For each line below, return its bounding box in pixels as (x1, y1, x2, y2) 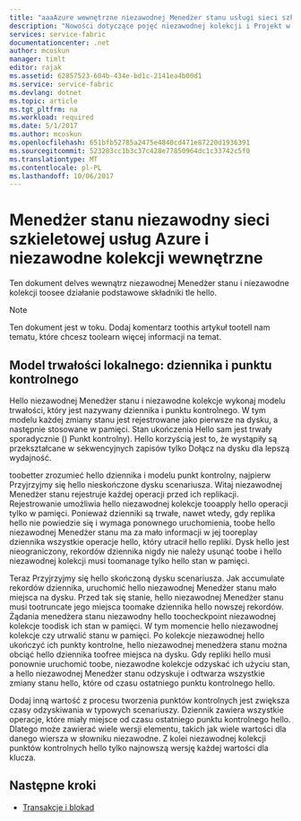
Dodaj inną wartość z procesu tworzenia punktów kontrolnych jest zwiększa (9, 696, 290, 705)
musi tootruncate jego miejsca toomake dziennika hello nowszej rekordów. (9, 601, 284, 612)
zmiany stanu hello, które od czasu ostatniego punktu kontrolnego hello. (9, 678, 276, 688)
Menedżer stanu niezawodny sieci (9, 210, 271, 230)
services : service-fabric (9, 30, 106, 39)
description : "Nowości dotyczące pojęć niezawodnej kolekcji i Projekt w (9, 22, 291, 30)
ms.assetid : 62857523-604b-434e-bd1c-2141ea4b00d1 (9, 72, 202, 81)
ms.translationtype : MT (9, 154, 99, 164)
